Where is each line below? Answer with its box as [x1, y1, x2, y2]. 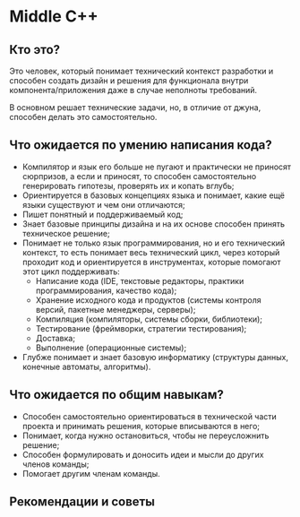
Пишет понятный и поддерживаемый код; [21, 209, 184, 220]
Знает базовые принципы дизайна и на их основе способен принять [21, 218, 285, 229]
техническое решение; [21, 228, 110, 238]
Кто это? [9, 42, 61, 57]
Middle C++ [9, 6, 99, 27]
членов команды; [21, 459, 90, 470]
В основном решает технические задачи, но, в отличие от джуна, [9, 102, 261, 113]
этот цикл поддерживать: [21, 266, 121, 277]
